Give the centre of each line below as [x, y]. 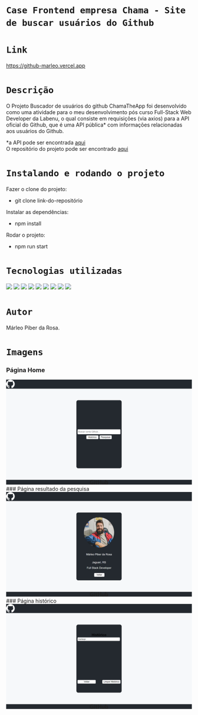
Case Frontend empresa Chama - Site [96, 10]
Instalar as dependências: [37, 212]
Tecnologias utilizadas [64, 271]
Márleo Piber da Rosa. [33, 328]
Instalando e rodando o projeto [85, 174]
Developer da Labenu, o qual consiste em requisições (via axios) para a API [98, 119]
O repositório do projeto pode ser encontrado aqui [67, 149]
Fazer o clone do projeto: [37, 189]
